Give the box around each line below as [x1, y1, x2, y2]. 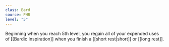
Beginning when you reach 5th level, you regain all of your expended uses [5, 31, 159, 37]
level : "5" [5, 17, 28, 22]
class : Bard [5, 7, 30, 13]
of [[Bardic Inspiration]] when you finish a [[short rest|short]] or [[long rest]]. [5, 36, 164, 42]
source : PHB [5, 12, 30, 17]
